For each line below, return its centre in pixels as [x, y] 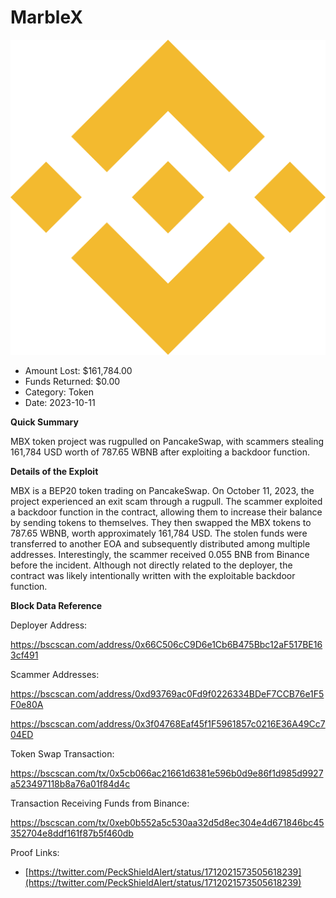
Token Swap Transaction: [62, 753]
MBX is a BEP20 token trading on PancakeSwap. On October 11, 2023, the [162, 490]
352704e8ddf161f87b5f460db [72, 833]
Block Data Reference [56, 605]
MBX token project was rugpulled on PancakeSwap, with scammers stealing [167, 441]
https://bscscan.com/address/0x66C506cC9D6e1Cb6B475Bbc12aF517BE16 [166, 644]
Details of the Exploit [54, 471]
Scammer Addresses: [55, 674]
